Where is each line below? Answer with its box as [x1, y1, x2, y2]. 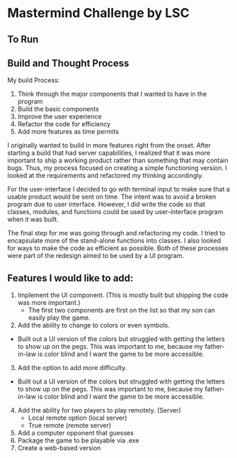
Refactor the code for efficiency [17, 120, 111, 128]
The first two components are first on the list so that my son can [28, 306, 216, 315]
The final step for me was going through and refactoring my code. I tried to [7, 229, 226, 238]
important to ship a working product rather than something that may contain [7, 156, 229, 164]
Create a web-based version [17, 444, 101, 452]
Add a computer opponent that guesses [17, 429, 134, 437]
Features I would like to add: [7, 272, 134, 284]
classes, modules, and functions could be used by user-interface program [7, 208, 224, 216]
